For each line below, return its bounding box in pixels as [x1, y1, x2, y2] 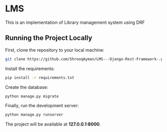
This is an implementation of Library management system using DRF [5, 19, 145, 25]
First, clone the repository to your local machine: [5, 47, 104, 53]
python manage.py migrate [5, 94, 59, 99]
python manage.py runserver [5, 112, 64, 117]
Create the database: [5, 84, 49, 90]
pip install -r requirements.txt [5, 75, 75, 80]
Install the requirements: [5, 66, 55, 71]
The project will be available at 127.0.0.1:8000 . [5, 121, 101, 127]
